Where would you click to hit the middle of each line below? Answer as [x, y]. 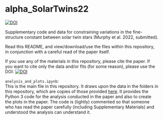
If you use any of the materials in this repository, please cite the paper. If [77, 61]
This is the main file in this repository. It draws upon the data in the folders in [82, 86]
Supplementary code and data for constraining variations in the [68, 32]
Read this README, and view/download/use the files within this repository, [80, 46]
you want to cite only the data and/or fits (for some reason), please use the [80, 66]
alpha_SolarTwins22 [47, 9]
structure [14, 37]
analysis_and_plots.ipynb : [32, 81]
